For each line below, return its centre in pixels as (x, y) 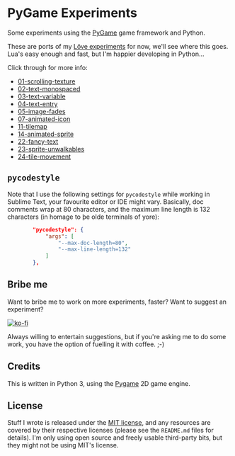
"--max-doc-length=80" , (93, 243)
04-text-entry (38, 103)
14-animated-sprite (46, 134)
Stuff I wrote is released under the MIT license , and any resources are (109, 423)
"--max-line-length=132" (94, 249)
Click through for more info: (48, 67)
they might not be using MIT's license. (63, 445)
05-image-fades (41, 111)
